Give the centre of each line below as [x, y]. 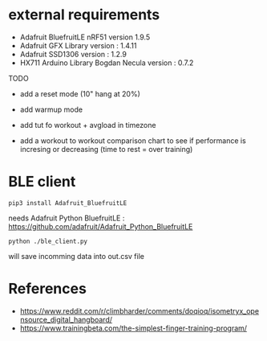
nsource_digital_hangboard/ [66, 319]
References [47, 289]
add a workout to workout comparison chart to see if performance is [133, 140]
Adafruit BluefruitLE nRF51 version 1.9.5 [85, 37]
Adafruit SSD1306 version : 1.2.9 [73, 54]
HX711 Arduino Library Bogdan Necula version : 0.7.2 [107, 63]
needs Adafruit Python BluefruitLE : [67, 218]
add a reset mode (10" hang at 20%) [80, 93]
